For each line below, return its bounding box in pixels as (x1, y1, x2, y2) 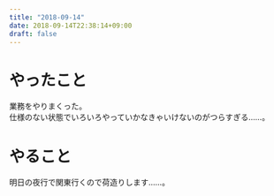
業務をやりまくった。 (9, 101, 87, 111)
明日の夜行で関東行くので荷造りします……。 (9, 177, 171, 188)
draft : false (9, 29, 57, 38)
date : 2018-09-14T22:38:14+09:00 (9, 21, 133, 30)
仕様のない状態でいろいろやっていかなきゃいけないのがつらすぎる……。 (9, 112, 270, 123)
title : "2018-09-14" (9, 12, 86, 22)
